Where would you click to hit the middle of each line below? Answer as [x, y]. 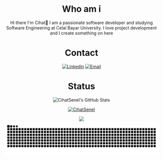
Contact [81, 53]
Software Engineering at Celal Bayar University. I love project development [81, 27]
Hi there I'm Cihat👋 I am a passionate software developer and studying [81, 23]
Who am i [81, 9]
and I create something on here [81, 33]
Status [81, 86]
